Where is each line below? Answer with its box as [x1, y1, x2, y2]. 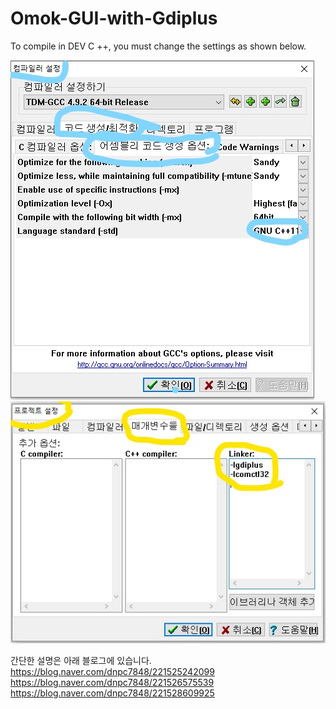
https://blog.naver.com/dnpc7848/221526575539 [10, 677, 215, 689]
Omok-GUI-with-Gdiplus [10, 7, 218, 30]
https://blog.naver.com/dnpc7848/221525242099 [10, 666, 215, 678]
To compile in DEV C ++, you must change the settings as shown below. [10, 40, 307, 52]
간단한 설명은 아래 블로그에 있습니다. [10, 655, 152, 667]
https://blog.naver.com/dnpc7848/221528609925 [10, 687, 215, 699]
